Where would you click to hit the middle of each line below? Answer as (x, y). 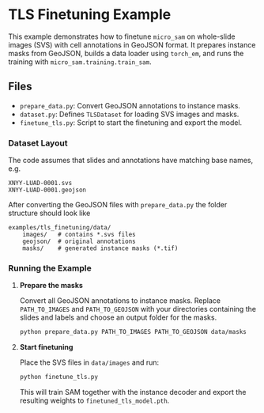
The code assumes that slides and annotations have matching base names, (131, 161)
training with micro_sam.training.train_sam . (80, 62)
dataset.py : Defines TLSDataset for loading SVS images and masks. (129, 114)
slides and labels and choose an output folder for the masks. (118, 317)
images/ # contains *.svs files (79, 235)
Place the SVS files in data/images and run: (89, 362)
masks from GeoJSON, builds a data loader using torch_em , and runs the (126, 53)
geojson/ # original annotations (79, 242)
